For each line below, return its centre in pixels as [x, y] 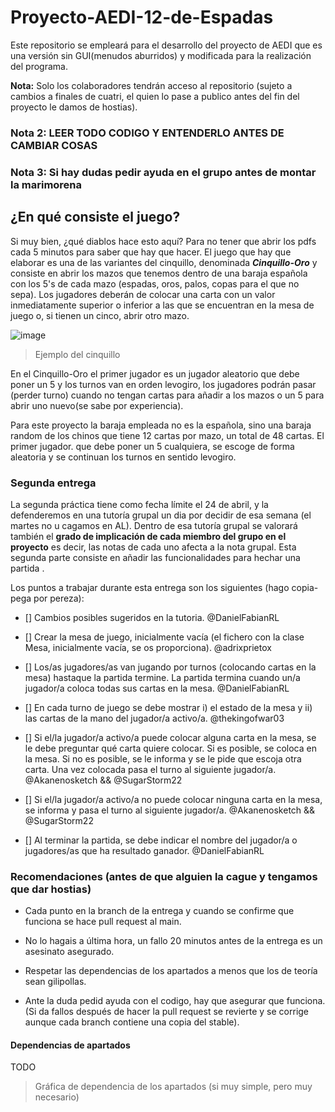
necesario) [57, 1097]
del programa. [39, 66]
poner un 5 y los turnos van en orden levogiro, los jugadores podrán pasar [163, 384]
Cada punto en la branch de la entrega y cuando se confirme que [159, 911]
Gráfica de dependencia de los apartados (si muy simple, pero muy [173, 1087]
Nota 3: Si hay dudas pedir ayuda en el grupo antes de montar [163, 172]
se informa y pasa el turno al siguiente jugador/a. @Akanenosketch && [170, 810]
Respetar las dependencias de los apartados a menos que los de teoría [171, 971]
